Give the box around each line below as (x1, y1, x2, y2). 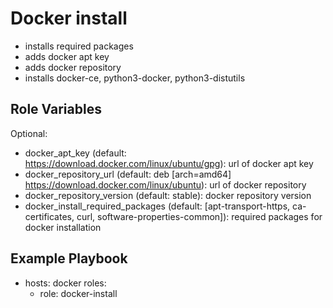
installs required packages (24, 40, 134, 52)
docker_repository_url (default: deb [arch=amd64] (24, 168, 232, 180)
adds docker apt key (24, 50, 110, 62)
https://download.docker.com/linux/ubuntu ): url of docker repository (24, 178, 307, 191)
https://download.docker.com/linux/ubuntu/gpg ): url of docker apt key (24, 157, 314, 169)
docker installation (24, 221, 102, 233)
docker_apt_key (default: (24, 147, 127, 159)
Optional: (10, 127, 48, 139)
